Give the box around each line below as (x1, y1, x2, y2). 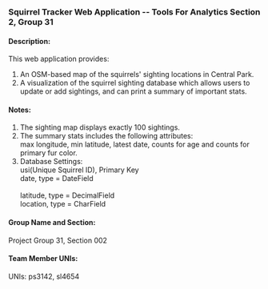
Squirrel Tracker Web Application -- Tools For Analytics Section (8, 6, 261, 18)
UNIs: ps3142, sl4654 (8, 271, 80, 281)
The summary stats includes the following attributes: (19, 131, 194, 141)
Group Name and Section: (8, 217, 96, 227)
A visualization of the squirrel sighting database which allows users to (19, 78, 250, 88)
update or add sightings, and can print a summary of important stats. (19, 86, 247, 96)
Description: (8, 36, 50, 46)
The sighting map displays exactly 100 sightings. (19, 122, 180, 132)
